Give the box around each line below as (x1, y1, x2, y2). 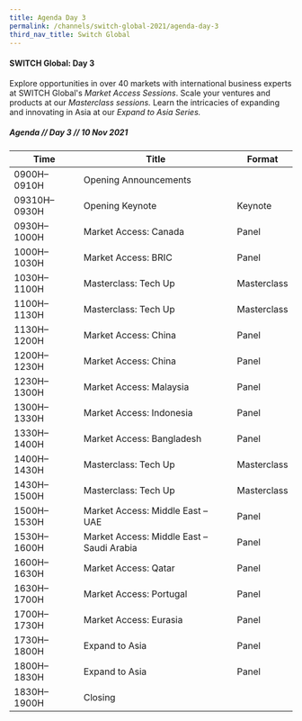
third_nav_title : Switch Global (9, 30, 130, 39)
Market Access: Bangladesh (83, 432, 202, 445)
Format (246, 152, 279, 165)
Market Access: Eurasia (83, 613, 183, 626)
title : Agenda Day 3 (9, 13, 87, 23)
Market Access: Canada (83, 225, 184, 238)
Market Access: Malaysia (83, 380, 190, 392)
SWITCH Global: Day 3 (9, 58, 95, 68)
